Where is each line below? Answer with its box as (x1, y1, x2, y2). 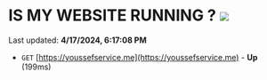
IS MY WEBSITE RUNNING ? (8, 5, 217, 26)
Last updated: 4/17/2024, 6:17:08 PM (8, 35, 148, 45)
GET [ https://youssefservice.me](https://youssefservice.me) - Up (20, 52, 258, 62)
